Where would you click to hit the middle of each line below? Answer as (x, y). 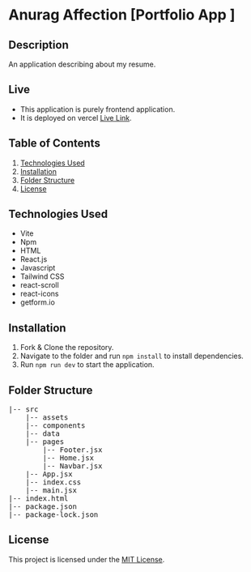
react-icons (39, 294)
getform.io (37, 302)
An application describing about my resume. (82, 64)
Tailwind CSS (42, 276)
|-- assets (47, 418)
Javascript (38, 268)
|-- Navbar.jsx (72, 466)
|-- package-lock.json (53, 515)
